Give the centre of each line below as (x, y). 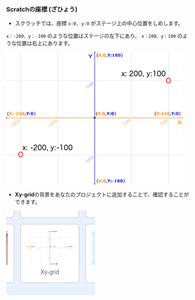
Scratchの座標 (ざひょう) (42, 9)
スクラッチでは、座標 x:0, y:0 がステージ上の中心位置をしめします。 (99, 23)
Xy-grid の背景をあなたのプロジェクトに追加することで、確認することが (102, 195)
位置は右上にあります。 (45, 43)
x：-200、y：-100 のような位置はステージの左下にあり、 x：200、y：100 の (95, 36)
